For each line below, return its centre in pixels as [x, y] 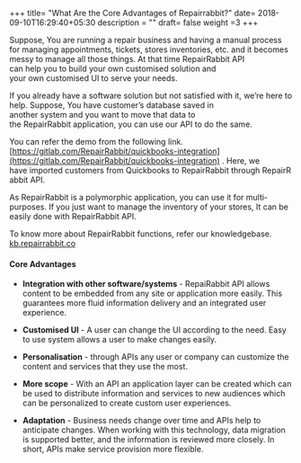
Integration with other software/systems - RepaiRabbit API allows [146, 284]
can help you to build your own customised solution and [113, 68]
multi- [257, 197]
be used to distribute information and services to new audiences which [154, 394]
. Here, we [241, 160]
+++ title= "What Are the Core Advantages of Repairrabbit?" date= [133, 13]
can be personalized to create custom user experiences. [127, 403]
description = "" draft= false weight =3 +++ [178, 22]
